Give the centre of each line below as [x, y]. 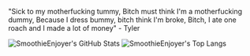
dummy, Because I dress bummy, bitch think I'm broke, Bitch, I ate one [122, 20]
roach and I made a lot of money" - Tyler [74, 28]
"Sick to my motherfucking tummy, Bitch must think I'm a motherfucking [125, 11]
